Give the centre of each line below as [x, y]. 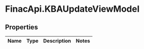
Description [57, 41]
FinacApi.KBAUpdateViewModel [72, 9]
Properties [22, 27]
